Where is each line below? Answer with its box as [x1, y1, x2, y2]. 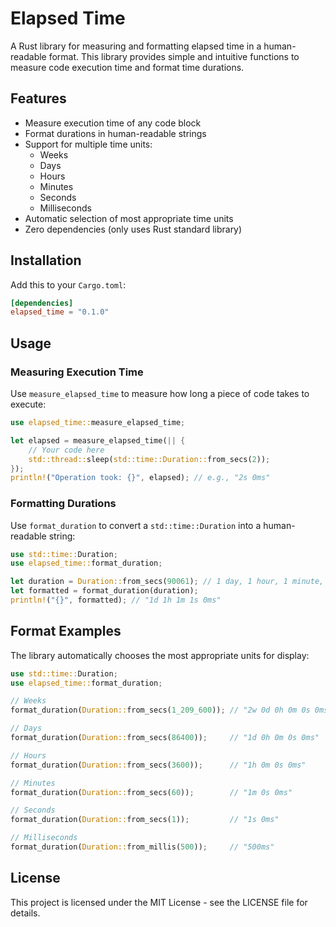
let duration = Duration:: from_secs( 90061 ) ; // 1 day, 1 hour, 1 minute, [10, 577, 325, 587]
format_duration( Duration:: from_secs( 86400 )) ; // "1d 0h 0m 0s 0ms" [10, 733, 320, 743]
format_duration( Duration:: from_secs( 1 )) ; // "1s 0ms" [10, 815, 280, 825]
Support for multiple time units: [24, 138, 153, 150]
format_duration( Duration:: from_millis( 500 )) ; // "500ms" [10, 842, 275, 852]
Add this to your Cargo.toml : [10, 278, 127, 291]
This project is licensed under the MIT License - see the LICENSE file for [10, 896, 308, 908]
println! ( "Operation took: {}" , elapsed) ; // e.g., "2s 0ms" [10, 473, 271, 483]
